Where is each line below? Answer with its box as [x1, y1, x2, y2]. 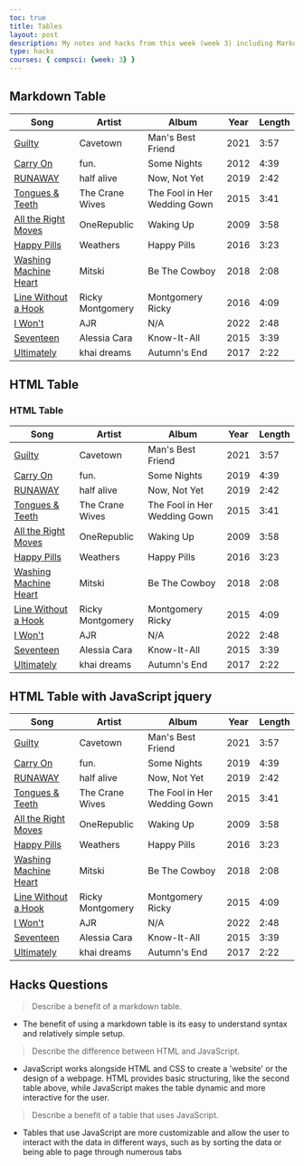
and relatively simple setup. [22, 1028, 126, 1039]
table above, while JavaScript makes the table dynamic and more [22, 1083, 266, 1094]
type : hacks [9, 47, 54, 56]
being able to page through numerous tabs [22, 1147, 183, 1158]
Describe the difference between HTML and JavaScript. [31, 1046, 241, 1056]
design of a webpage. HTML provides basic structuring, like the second [22, 1073, 290, 1084]
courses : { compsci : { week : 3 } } [9, 55, 136, 64]
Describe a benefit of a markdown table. [31, 1001, 183, 1012]
